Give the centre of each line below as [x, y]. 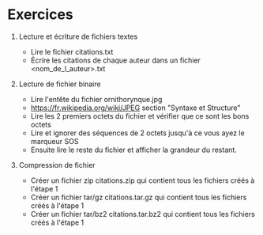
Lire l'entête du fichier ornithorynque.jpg [96, 99]
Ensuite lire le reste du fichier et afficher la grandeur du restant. [134, 150]
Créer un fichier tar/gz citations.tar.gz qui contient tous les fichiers [139, 197]
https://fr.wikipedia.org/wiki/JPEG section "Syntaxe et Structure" [136, 108]
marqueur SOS [54, 141]
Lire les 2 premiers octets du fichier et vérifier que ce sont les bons [140, 116]
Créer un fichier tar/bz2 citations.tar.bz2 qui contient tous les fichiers [143, 214]
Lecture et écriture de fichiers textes [78, 36]
